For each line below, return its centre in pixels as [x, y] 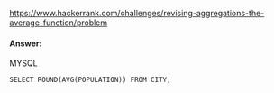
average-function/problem [59, 23]
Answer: [26, 43]
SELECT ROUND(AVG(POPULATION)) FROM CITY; [90, 80]
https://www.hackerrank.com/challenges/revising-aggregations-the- [137, 13]
